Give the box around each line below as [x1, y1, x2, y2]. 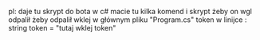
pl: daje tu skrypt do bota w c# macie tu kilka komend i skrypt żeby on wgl [8, 7, 253, 16]
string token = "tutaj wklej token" [8, 24, 116, 32]
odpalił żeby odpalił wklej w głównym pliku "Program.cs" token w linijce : [8, 15, 247, 24]
